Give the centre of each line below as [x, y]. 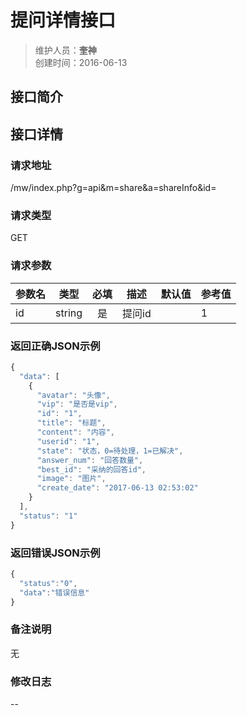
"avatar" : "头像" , [73, 395]
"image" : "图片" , [71, 479]
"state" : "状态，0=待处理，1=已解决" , [110, 451]
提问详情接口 [63, 20]
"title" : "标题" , [71, 423]
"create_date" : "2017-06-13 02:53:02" [117, 488]
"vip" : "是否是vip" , [77, 404]
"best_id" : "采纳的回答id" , [91, 469]
